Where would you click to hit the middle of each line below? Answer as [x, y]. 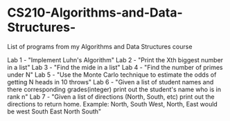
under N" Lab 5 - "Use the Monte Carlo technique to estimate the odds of [112, 75]
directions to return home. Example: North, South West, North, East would [113, 104]
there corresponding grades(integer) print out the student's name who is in [114, 89]
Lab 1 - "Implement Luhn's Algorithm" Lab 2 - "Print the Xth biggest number [115, 59]
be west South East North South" [54, 111]
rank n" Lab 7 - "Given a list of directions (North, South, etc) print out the [111, 96]
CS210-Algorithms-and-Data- [95, 13]
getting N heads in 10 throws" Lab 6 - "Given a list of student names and [110, 82]
